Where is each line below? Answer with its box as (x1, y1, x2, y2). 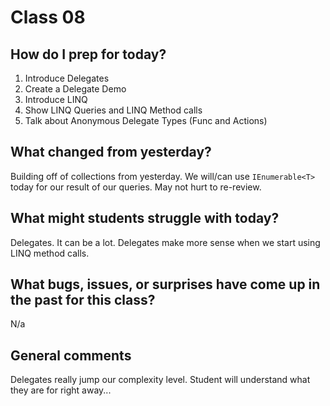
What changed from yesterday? (10, 144, 212, 161)
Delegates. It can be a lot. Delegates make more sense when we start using (10, 236, 321, 248)
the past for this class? (10, 292, 156, 309)
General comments (10, 347, 132, 364)
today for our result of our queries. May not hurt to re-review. (10, 181, 262, 193)
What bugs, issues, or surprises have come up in (10, 276, 321, 293)
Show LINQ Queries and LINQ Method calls (24, 104, 203, 116)
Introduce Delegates (24, 72, 110, 84)
